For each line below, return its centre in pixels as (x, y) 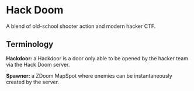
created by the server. (33, 82)
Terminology (30, 44)
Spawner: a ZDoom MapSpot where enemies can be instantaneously (89, 75)
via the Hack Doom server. (38, 64)
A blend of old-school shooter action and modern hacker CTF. (81, 26)
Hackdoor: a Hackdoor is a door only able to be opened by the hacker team (97, 58)
